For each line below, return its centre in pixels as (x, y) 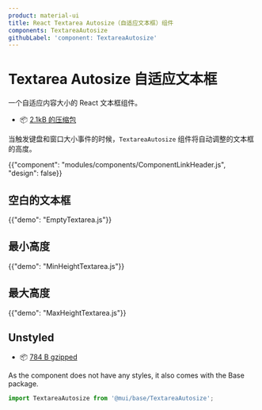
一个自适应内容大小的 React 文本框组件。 (75, 103)
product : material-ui (44, 15)
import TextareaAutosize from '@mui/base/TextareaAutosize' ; (111, 399)
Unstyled (31, 338)
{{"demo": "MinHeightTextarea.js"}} (66, 266)
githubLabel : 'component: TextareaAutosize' (83, 38)
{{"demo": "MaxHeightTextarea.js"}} (67, 312)
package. (23, 384)
